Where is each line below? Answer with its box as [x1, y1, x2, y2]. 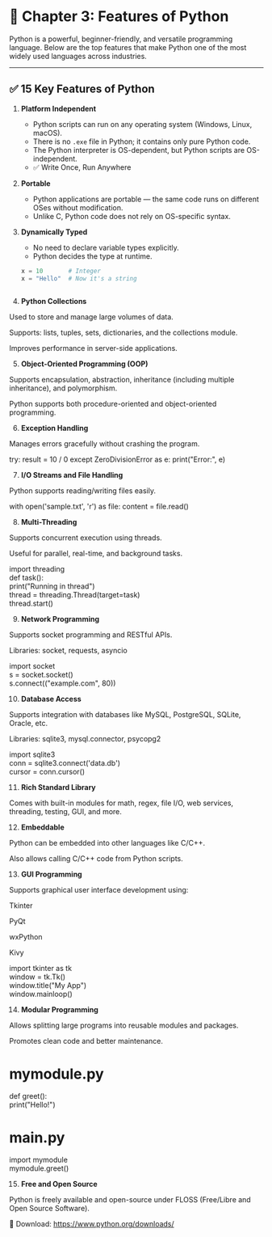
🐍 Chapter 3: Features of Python [9, 7, 229, 26]
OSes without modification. [32, 202, 123, 213]
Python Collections [20, 297, 87, 306]
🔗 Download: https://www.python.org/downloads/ [9, 1219, 174, 1229]
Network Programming [20, 614, 100, 624]
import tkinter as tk [9, 964, 72, 973]
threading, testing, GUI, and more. [9, 807, 122, 817]
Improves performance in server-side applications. [9, 344, 178, 353]
